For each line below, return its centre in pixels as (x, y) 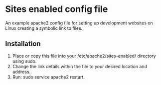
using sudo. (24, 61)
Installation (23, 44)
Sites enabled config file (57, 9)
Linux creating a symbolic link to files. (44, 28)
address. (21, 72)
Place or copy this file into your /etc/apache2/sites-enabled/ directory (84, 56)
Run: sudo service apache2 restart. (48, 77)
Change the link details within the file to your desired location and (80, 66)
